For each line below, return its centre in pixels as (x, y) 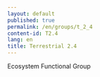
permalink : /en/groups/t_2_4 (50, 27)
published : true (31, 20)
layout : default (31, 14)
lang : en (20, 40)
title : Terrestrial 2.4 (42, 46)
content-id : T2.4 (33, 33)
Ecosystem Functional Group (49, 66)
